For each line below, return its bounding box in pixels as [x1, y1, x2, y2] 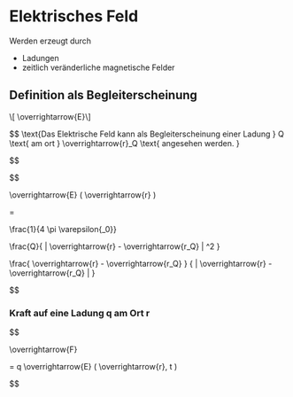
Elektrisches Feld [9, 6, 139, 27]
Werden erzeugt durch [9, 35, 91, 46]
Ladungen [21, 52, 59, 63]
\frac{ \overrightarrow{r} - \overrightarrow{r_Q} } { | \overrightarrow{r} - [9, 258, 273, 269]
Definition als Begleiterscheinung [9, 88, 197, 103]
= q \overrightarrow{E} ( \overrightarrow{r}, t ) [9, 362, 178, 372]
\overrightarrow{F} [9, 344, 78, 355]
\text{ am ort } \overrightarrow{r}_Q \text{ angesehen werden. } [9, 137, 241, 148]
